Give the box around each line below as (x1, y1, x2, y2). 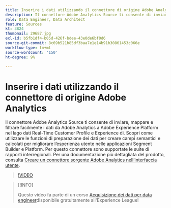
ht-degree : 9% (5, 54, 36, 60)
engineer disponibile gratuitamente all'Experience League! (17, 197, 139, 203)
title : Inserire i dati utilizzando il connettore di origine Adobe (5, 7, 154, 13)
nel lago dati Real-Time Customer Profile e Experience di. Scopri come (5, 130, 153, 136)
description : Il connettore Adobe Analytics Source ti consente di (5, 12, 152, 17)
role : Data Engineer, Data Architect (5, 17, 85, 22)
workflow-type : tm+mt (5, 45, 51, 50)
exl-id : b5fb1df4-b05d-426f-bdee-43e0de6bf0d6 (5, 36, 106, 41)
